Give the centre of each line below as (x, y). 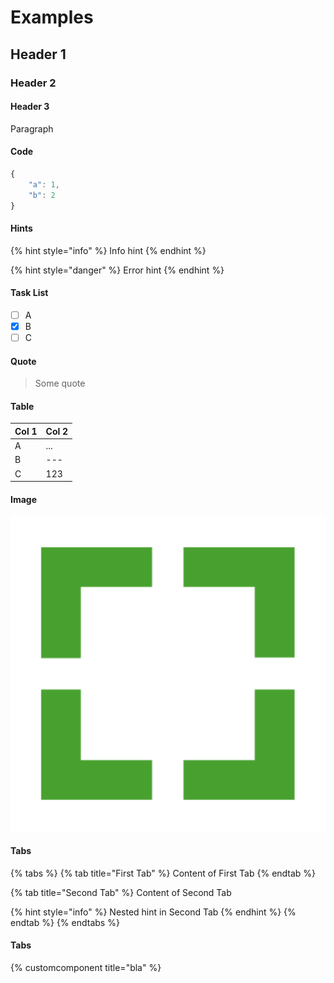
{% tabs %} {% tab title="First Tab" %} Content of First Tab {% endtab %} (163, 873)
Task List (29, 293)
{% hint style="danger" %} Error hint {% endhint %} (117, 270)
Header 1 (38, 54)
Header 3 (30, 107)
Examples (52, 17)
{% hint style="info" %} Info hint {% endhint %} (108, 250)
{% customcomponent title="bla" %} (86, 967)
